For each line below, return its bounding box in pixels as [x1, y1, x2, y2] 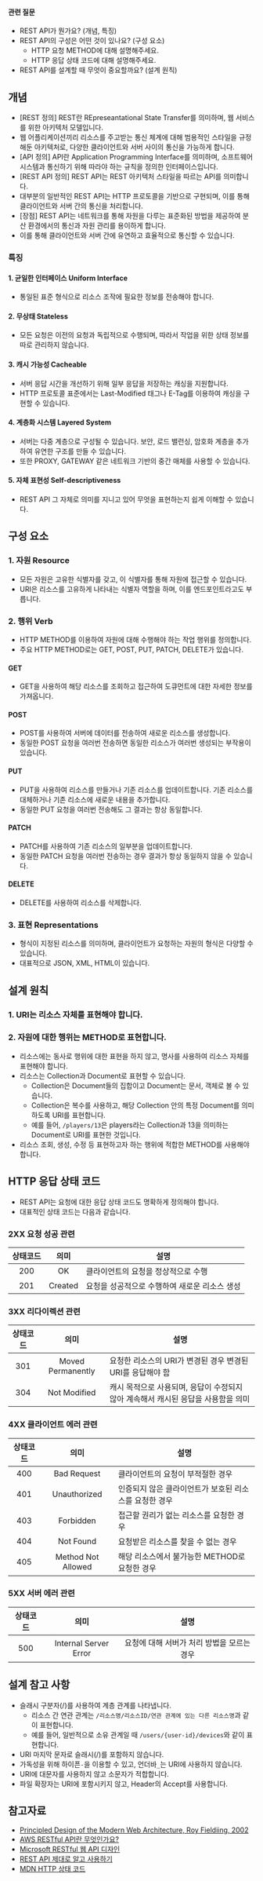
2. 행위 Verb [8, 615, 53, 626]
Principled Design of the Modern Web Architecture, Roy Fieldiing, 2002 [19, 1825, 249, 1835]
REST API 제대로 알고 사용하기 [19, 1854, 113, 1864]
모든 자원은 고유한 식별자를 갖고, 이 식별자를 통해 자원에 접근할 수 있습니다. [19, 574, 247, 584]
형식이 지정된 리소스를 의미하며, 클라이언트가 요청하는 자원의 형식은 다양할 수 [19, 939, 254, 948]
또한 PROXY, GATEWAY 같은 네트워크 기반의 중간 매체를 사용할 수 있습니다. [19, 456, 250, 466]
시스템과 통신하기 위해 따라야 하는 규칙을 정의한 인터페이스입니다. [19, 162, 218, 172]
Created [48, 1280, 79, 1291]
